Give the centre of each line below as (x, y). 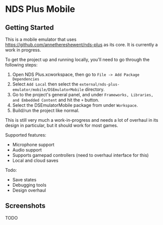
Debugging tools (29, 185)
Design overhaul (29, 190)
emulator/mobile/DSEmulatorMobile (48, 90)
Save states (24, 180)
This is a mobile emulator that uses (41, 39)
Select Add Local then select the (45, 84)
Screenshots (25, 206)
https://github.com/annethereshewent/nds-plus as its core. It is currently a (81, 45)
